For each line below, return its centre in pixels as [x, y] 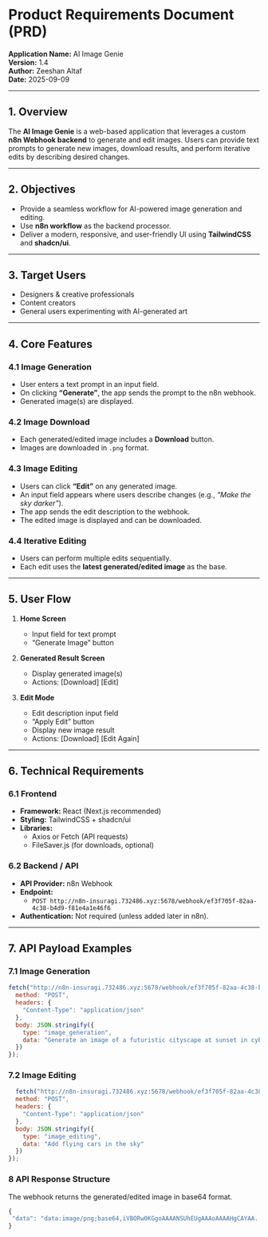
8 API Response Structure [59, 1179]
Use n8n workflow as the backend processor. [95, 225]
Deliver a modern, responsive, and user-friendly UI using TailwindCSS [135, 234]
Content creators [47, 303]
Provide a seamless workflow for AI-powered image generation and [131, 209]
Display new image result [73, 730]
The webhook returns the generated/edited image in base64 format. [120, 1196]
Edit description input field [75, 712]
